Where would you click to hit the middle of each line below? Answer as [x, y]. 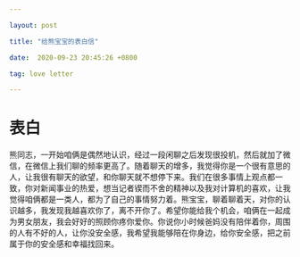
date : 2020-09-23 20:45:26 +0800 [74, 58]
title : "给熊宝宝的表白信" [54, 41]
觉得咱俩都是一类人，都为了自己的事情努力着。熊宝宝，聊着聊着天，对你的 [146, 199]
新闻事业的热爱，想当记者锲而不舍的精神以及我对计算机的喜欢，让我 [165, 188]
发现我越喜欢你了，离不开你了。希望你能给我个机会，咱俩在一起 [165, 211]
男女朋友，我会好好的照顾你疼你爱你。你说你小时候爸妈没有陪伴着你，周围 [154, 222]
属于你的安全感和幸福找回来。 [64, 244]
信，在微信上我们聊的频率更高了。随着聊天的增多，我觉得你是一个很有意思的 [150, 166]
